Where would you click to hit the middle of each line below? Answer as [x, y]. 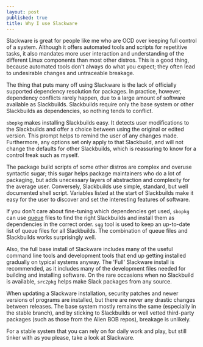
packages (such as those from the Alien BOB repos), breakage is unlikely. [98, 320]
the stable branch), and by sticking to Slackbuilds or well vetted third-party [100, 313]
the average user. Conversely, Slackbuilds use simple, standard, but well [97, 186]
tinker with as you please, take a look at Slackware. [71, 338]
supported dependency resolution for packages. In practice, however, [94, 92]
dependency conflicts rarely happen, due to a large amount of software [96, 98]
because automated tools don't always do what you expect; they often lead [101, 67]
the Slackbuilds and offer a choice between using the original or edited [95, 130]
